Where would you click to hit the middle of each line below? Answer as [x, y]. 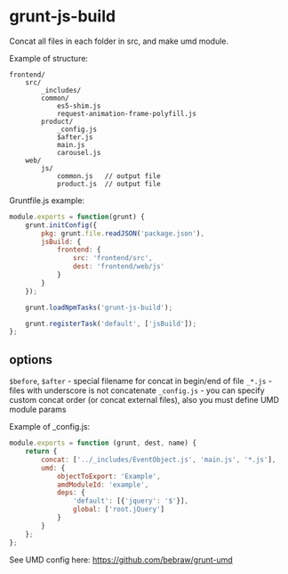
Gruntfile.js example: [47, 200]
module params [38, 410]
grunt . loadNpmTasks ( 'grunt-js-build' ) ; [99, 307]
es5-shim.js [79, 106]
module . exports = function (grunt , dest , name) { [103, 443]
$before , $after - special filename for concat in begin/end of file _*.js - [141, 381]
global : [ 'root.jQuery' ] [119, 510]
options [31, 360]
